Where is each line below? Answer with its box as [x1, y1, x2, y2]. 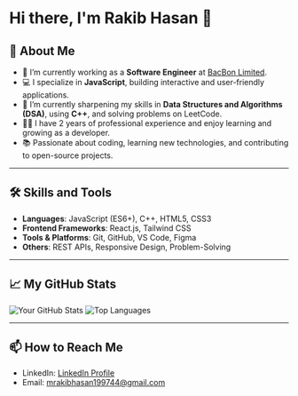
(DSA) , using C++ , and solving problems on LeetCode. [21, 108, 223, 119]
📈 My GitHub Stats [9, 277, 117, 292]
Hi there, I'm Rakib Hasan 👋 [9, 8, 213, 28]
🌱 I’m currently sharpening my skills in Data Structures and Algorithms [21, 99, 283, 109]
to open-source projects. [21, 150, 114, 161]
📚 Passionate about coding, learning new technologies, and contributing [21, 138, 289, 147]
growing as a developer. [21, 128, 111, 138]
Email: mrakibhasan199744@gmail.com [21, 377, 166, 388]
